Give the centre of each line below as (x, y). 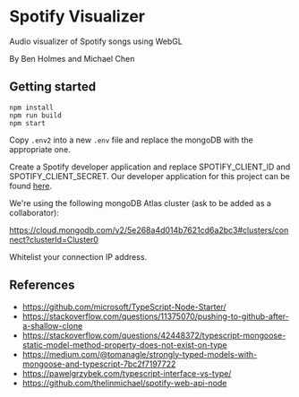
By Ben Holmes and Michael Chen (72, 58)
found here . (30, 186)
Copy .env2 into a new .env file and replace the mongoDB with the (131, 140)
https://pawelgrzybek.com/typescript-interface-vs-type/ (127, 373)
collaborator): (34, 212)
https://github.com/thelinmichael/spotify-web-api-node (124, 383)
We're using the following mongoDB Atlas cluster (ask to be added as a (140, 203)
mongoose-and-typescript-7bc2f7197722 (99, 364)
